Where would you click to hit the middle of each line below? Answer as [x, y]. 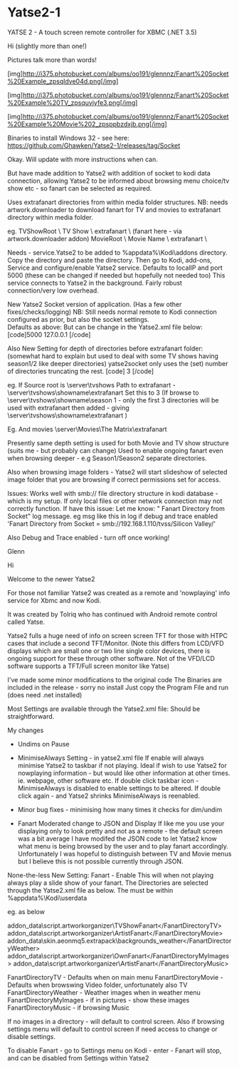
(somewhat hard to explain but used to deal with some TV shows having [113, 356]
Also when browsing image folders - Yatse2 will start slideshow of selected [117, 472]
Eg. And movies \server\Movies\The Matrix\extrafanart [87, 429]
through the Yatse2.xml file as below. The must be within [90, 890]
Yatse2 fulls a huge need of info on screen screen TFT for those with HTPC [118, 635]
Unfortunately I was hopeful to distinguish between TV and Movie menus [124, 853]
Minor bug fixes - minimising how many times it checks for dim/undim [120, 809]
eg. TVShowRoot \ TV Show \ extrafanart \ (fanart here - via [95, 231]
